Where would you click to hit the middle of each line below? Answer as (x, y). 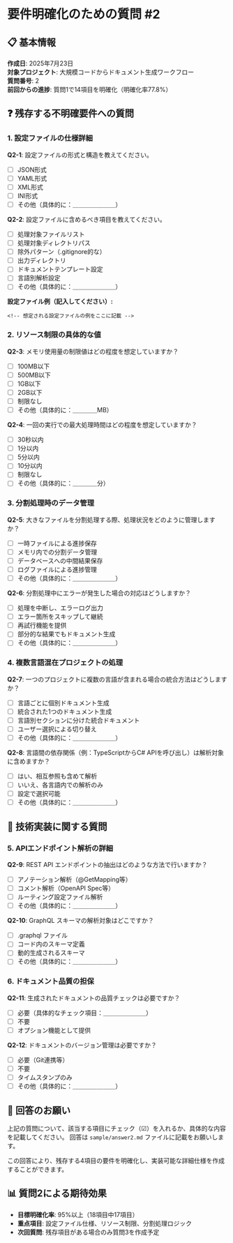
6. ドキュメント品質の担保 (51, 981)
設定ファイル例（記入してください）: (60, 301)
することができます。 (38, 1169)
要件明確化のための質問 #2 (84, 14)
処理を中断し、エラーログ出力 (60, 608)
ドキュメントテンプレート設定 (60, 269)
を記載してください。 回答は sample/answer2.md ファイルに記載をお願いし (113, 1137)
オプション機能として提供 (54, 1030)
